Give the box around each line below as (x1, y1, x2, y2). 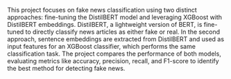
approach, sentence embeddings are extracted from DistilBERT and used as (7, 35, 224, 43)
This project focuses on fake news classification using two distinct (7, 6, 198, 14)
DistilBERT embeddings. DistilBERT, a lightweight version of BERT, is (7, 21, 203, 28)
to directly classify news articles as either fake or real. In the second (25, 27, 221, 36)
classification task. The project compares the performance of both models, (7, 49, 222, 58)
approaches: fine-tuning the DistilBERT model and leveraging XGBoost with (7, 13, 223, 21)
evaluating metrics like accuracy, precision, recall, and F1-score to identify (7, 57, 220, 65)
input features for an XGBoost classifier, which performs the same (7, 43, 196, 50)
